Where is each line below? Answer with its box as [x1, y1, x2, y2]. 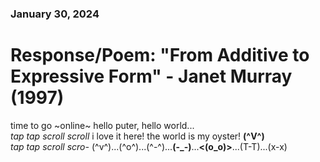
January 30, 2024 [10, 7, 100, 21]
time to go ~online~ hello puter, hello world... [10, 119, 195, 131]
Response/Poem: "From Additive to [10, 44, 310, 67]
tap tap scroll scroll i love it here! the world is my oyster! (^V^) [10, 130, 265, 142]
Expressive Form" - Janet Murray [10, 65, 293, 88]
